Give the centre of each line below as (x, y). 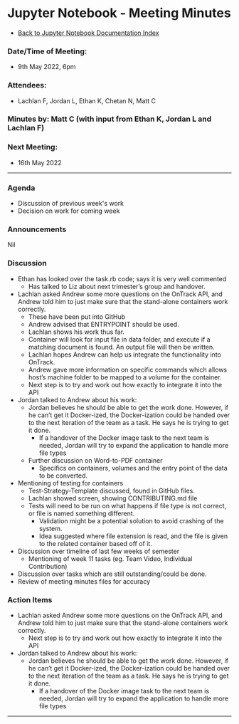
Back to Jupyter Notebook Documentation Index (88, 33)
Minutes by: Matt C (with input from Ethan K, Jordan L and (110, 119)
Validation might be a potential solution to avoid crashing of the (131, 520)
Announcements (37, 229)
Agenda (21, 188)
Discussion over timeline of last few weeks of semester (99, 551)
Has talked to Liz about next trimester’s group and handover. (117, 286)
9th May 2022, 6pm (47, 67)
